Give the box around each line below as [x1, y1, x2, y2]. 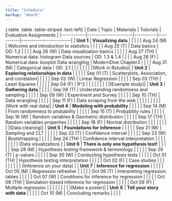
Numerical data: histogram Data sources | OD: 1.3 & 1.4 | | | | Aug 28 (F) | [5, 53, 159, 59]
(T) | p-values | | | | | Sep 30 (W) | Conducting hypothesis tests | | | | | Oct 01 [5, 152, 167, 158]
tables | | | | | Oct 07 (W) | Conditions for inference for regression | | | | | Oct [5, 173, 165, 179]
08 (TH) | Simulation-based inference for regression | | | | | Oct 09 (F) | [5, 179, 155, 185]
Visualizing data [92, 37, 128, 44]
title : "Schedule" [5, 7, 45, 13]
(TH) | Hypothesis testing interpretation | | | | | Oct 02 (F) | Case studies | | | [5, 157, 165, 163]
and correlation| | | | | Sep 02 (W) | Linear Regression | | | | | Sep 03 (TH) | [5, 75, 161, 82]
